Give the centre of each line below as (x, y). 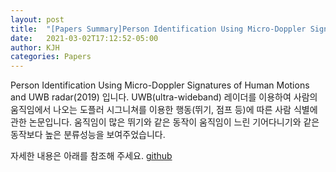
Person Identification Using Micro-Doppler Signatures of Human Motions (160, 85)
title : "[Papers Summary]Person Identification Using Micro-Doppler (158, 29)
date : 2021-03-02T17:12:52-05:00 (84, 38)
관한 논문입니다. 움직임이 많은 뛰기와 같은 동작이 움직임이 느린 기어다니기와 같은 (165, 122)
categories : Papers (51, 57)
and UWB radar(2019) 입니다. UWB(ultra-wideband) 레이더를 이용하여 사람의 (164, 97)
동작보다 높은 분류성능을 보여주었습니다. (88, 135)
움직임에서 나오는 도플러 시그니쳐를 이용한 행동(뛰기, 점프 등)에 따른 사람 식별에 (164, 110)
